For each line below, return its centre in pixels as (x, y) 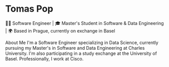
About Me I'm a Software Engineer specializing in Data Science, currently (82, 42)
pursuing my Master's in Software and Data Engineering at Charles (75, 48)
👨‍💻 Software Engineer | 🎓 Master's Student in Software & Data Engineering (84, 23)
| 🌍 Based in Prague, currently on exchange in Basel (60, 30)
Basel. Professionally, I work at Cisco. (44, 58)
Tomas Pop (29, 9)
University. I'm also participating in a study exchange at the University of (81, 53)
